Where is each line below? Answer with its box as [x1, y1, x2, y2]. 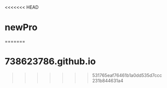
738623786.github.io [5, 56, 96, 67]
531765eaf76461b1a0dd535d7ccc [92, 72, 162, 78]
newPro [5, 22, 38, 33]
